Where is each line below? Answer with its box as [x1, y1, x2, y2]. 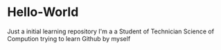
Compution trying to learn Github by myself [7, 34, 131, 42]
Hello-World [7, 4, 79, 20]
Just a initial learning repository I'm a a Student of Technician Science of [7, 27, 215, 35]
